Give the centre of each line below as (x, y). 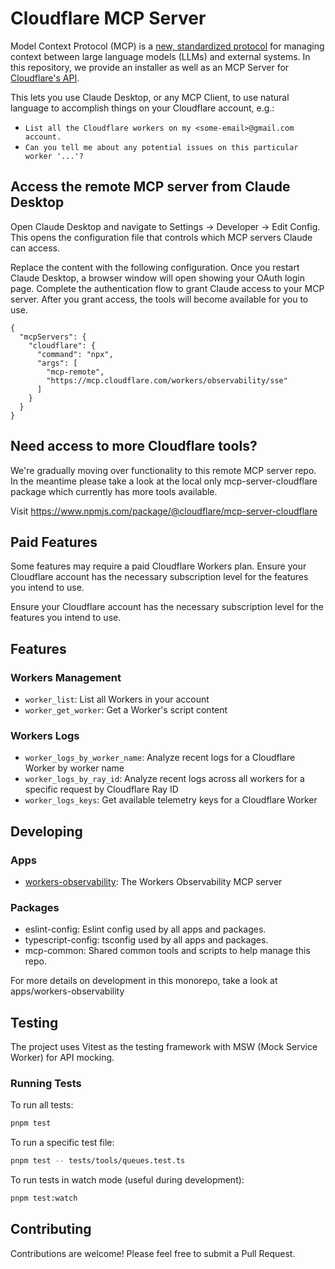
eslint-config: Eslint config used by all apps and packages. (145, 929)
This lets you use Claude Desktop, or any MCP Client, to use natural (150, 97)
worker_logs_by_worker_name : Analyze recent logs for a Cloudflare (160, 758)
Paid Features (54, 542)
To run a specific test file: (62, 1143)
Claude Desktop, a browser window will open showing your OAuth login (157, 278)
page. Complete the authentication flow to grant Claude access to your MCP (167, 288)
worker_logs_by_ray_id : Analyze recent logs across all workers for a (164, 779)
